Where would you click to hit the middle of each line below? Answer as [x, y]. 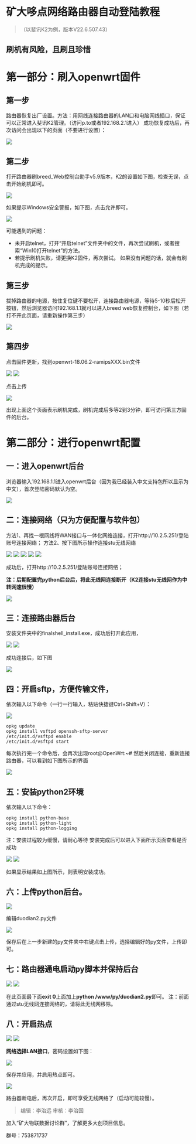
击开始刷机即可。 [27, 184]
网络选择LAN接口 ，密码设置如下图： [50, 1051]
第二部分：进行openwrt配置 [73, 443]
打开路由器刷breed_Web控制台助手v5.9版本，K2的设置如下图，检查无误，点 [97, 177]
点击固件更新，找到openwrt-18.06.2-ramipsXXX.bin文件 [73, 361]
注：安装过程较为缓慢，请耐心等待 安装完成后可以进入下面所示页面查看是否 [97, 840]
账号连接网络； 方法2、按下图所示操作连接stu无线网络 [71, 542]
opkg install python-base [37, 818]
